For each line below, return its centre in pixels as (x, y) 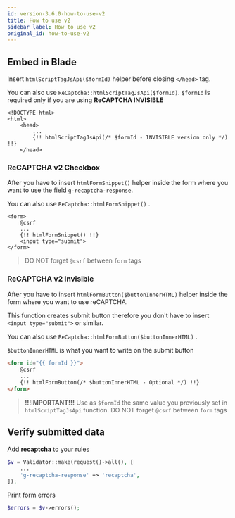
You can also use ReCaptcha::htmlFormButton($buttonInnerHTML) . (102, 336)
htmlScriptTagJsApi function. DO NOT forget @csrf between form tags (126, 410)
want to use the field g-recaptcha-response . (70, 190)
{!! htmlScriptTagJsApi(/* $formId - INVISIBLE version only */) (131, 138)
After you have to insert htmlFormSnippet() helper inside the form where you (118, 183)
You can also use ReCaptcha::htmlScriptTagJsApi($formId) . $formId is (109, 93)
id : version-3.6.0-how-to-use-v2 (56, 14)
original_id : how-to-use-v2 (49, 33)
